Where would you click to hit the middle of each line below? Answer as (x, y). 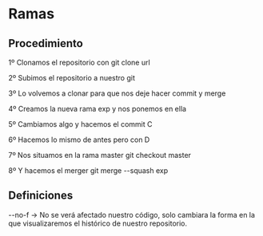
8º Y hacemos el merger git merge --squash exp (88, 171)
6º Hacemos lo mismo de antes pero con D (79, 140)
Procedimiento (46, 43)
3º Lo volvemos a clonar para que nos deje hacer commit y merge (117, 93)
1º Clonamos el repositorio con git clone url (79, 62)
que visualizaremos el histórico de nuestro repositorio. (98, 223)
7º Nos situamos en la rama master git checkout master (100, 155)
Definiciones (41, 196)
